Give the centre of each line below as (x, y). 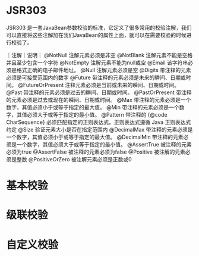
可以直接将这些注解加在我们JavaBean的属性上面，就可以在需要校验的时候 (96, 35)
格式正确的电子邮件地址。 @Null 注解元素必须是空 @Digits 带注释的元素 (104, 70)
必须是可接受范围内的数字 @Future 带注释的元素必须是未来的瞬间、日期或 (96, 77)
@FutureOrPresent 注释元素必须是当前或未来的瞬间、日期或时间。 (99, 85)
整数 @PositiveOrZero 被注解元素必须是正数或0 (74, 159)
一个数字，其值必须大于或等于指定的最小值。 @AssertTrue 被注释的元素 (104, 144)
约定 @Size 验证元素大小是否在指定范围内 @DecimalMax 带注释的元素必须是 (99, 129)
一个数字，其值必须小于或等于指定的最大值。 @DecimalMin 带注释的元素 (95, 137)
